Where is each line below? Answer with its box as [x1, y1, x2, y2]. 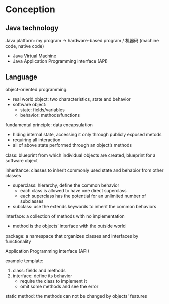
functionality [5, 238, 31, 244]
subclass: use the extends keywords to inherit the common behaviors [12, 203, 157, 209]
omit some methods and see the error [20, 283, 99, 289]
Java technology [5, 24, 59, 32]
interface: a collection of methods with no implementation [5, 213, 125, 219]
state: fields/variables [20, 107, 65, 113]
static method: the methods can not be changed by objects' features [5, 293, 147, 299]
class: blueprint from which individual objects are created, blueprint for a [5, 152, 156, 158]
